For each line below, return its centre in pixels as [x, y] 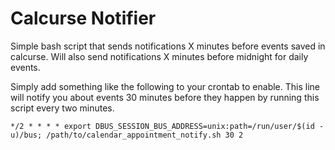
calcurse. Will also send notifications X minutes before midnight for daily [159, 56]
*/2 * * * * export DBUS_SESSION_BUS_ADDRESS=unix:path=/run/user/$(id [162, 126]
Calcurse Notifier [83, 18]
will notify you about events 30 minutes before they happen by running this [165, 97]
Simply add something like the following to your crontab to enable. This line [165, 86]
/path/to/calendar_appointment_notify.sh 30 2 [145, 135]
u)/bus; [26, 135]
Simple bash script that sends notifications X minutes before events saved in [168, 46]
